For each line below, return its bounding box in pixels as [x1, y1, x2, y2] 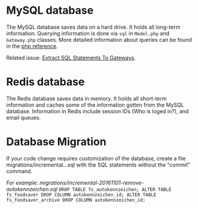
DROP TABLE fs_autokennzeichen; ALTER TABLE [59, 186, 172, 192]
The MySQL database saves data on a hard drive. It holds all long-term [6, 23, 181, 31]
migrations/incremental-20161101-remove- [39, 179, 144, 186]
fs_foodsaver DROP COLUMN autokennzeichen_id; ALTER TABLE [6, 192, 157, 198]
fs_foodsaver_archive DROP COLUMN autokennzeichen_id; [6, 197, 146, 203]
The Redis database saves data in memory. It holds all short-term [6, 95, 167, 102]
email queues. [6, 114, 41, 121]
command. [6, 167, 33, 174]
